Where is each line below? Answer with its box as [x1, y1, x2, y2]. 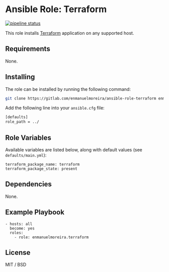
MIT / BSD [5, 261, 27, 268]
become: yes [10, 226, 35, 231]
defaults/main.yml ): [5, 152, 47, 158]
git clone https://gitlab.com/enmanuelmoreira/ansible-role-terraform [5, 96, 156, 101]
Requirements [5, 44, 50, 53]
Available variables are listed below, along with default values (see [5, 147, 142, 152]
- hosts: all [5, 221, 33, 227]
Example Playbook [5, 208, 64, 216]
